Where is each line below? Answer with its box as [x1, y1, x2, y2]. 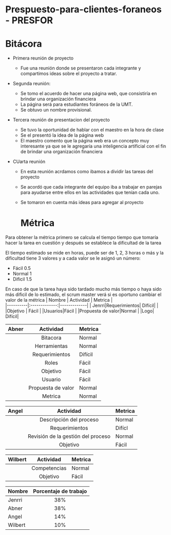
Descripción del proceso [39, 416, 99, 423]
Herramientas [35, 343, 68, 350]
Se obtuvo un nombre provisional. [20, 107, 92, 113]
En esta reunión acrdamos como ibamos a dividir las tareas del [20, 169, 154, 175]
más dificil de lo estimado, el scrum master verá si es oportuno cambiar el [5, 291, 162, 298]
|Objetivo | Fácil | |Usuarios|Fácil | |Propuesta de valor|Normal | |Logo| [5, 308, 155, 314]
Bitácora [5, 38, 42, 50]
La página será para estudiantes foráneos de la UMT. [20, 101, 133, 107]
